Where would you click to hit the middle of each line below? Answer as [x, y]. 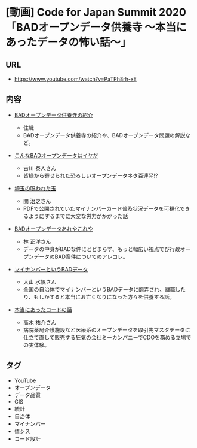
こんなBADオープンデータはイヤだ [56, 155]
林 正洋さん [37, 241]
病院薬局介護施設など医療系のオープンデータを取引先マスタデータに [107, 329]
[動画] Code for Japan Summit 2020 [96, 12]
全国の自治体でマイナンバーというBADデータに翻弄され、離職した [104, 289]
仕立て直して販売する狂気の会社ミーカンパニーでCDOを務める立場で [107, 337]
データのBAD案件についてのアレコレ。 [81, 256]
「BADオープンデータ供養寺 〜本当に [96, 27]
